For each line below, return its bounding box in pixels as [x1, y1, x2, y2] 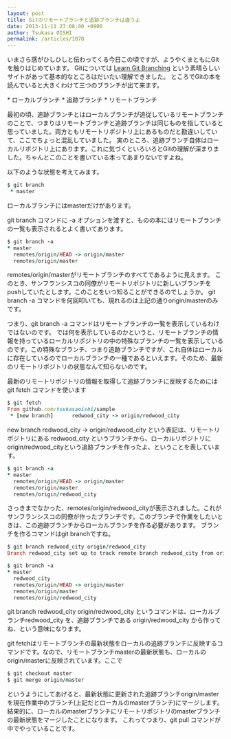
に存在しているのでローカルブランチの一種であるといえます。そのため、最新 [7, 354, 223, 362]
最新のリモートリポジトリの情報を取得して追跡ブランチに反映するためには [7, 377, 218, 386]
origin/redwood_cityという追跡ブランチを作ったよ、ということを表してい [7, 443, 214, 451]
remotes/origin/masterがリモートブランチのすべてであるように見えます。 [7, 271, 214, 279]
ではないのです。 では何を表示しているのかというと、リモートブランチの [7, 328, 213, 337]
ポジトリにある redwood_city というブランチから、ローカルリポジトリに [7, 434, 212, 442]
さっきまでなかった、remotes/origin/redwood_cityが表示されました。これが [7, 504, 222, 512]
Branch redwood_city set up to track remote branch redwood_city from [7, 550, 214, 557]
